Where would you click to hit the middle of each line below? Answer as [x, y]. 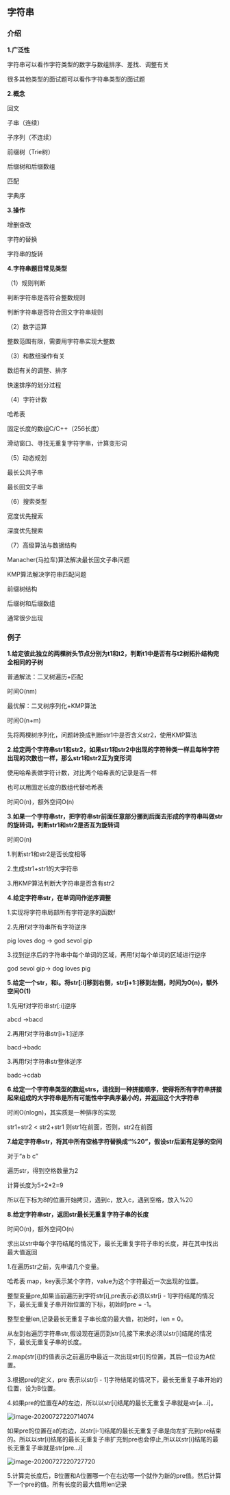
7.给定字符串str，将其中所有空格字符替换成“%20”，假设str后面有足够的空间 [115, 1141]
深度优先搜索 [25, 531]
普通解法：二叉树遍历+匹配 [45, 677]
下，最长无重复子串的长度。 [46, 1341]
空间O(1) [19, 991]
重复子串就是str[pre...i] [51, 1448]
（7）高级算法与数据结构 [42, 545]
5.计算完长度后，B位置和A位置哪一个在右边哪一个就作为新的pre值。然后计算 [114, 1475]
